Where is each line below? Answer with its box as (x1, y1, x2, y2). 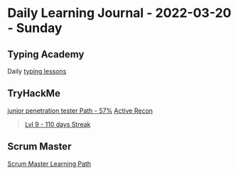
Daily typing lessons (7, 67, 67, 75)
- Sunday (7, 20, 63, 36)
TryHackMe (7, 87, 60, 100)
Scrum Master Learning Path (7, 159, 92, 168)
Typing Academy (7, 48, 85, 60)
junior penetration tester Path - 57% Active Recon (7, 106, 153, 115)
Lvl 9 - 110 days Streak (24, 120, 91, 128)
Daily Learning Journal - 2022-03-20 (7, 5, 232, 21)
